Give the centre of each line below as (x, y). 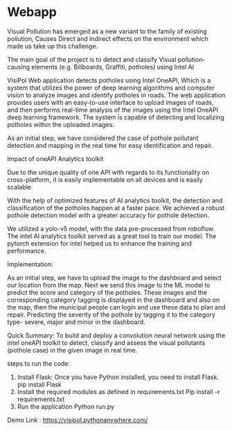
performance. (27, 251)
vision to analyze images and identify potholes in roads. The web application (116, 95)
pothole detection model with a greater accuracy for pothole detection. (108, 215)
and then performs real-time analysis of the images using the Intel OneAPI (113, 110)
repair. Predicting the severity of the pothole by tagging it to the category (111, 314)
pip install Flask (39, 384)
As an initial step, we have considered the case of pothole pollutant (103, 138)
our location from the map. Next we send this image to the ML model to (109, 285)
